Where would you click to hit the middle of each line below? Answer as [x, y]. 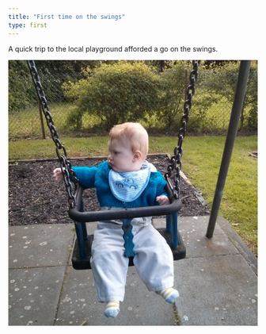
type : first [28, 25]
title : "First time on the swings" [67, 17]
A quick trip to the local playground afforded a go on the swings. [113, 48]
